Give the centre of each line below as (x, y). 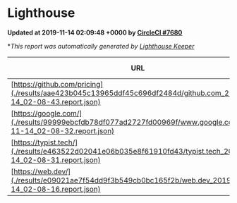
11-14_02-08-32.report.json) (63, 130)
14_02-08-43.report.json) (56, 101)
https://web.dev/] (42, 171)
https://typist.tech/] (46, 142)
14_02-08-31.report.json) (56, 160)
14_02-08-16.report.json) (56, 189)
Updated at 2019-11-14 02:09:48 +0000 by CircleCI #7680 (95, 32)
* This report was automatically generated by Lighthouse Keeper (101, 46)
